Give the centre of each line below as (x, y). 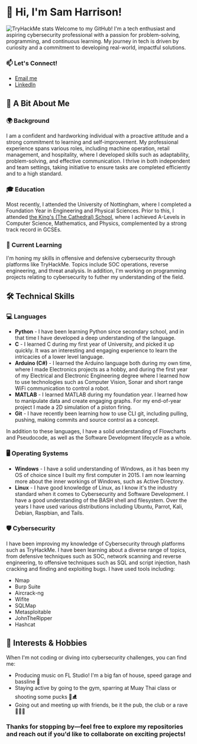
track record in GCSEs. (34, 230)
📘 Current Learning (34, 245)
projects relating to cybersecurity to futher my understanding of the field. (95, 277)
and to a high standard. (34, 173)
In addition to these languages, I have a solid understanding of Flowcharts (96, 431)
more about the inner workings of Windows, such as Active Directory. (99, 481)
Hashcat (25, 624)
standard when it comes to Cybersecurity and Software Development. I (101, 494)
